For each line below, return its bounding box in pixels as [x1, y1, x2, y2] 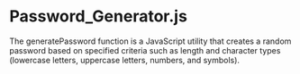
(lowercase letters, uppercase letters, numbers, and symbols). [9, 54, 241, 65]
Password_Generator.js [9, 6, 187, 27]
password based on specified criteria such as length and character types [9, 45, 281, 55]
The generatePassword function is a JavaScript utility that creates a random [9, 36, 292, 46]
